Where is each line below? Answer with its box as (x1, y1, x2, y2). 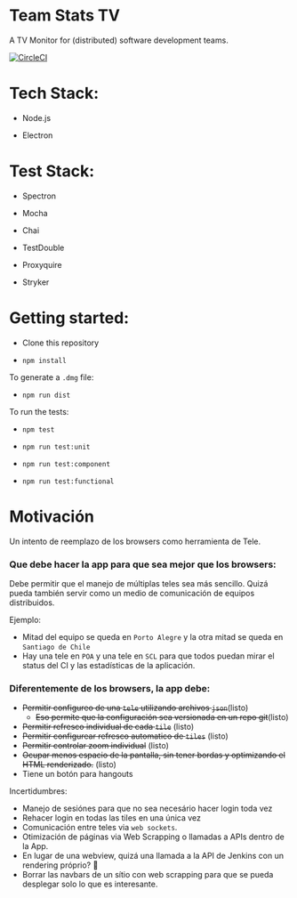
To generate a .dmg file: (9, 371, 94, 383)
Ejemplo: (9, 614, 42, 625)
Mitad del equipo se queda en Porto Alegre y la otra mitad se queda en (21, 631, 284, 642)
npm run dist (21, 391, 71, 400)
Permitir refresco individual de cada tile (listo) (21, 722, 195, 732)
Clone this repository (21, 337, 100, 348)
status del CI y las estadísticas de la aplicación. (21, 659, 196, 670)
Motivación (9, 506, 95, 526)
